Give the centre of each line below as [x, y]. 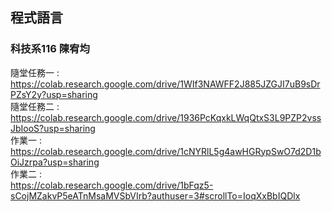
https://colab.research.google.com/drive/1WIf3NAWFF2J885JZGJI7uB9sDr [165, 84]
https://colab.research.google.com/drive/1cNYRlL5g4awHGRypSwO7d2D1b [166, 151]
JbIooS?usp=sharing [53, 128]
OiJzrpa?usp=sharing [55, 162]
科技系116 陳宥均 [50, 49]
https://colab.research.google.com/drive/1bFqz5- [112, 185]
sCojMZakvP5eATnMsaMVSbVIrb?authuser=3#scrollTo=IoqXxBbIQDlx [155, 195]
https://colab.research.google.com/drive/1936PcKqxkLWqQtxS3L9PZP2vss [166, 117]
